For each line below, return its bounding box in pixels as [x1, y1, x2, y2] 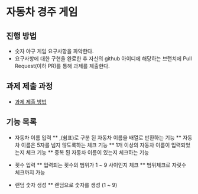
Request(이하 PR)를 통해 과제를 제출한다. [14, 63, 111, 69]
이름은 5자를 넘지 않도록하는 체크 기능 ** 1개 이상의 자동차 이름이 [21, 141, 170, 148]
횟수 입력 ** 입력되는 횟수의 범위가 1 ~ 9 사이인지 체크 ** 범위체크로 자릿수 [14, 161, 187, 169]
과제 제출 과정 [6, 81, 53, 92]
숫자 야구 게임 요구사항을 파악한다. [14, 48, 94, 54]
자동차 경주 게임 [6, 5, 78, 19]
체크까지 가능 [14, 169, 46, 176]
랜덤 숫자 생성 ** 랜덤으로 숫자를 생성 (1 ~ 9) [14, 181, 118, 188]
